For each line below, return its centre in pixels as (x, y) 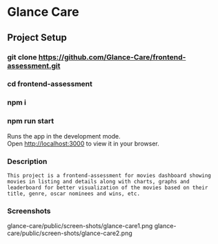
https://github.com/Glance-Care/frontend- (112, 57)
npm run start (30, 121)
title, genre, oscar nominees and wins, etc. (73, 194)
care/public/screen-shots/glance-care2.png (70, 233)
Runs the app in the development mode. (64, 136)
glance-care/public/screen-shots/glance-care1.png (80, 226)
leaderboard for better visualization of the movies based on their (108, 187)
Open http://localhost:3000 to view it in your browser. (83, 143)
